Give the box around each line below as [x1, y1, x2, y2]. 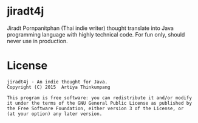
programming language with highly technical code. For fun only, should [7, 30, 185, 38]
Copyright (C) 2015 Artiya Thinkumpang [7, 84, 111, 90]
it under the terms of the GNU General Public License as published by [7, 100, 192, 106]
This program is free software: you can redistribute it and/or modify [7, 94, 192, 101]
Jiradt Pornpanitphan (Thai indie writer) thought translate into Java [7, 24, 174, 32]
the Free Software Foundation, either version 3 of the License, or [7, 105, 184, 111]
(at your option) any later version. [7, 111, 103, 117]
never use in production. [7, 37, 69, 44]
